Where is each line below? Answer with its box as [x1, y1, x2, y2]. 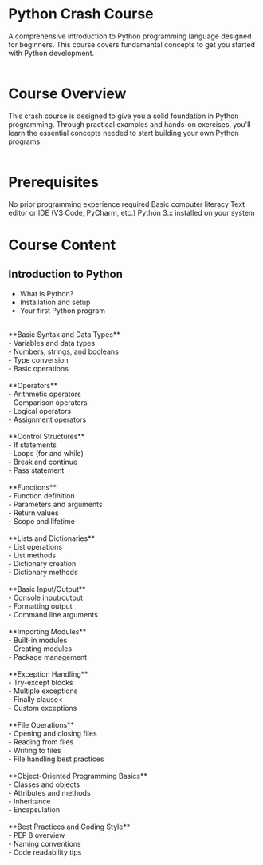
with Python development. [8, 48, 95, 58]
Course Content [8, 236, 116, 254]
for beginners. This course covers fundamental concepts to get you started [8, 39, 256, 49]
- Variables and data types [8, 338, 96, 347]
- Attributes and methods [8, 788, 91, 797]
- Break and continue [8, 457, 78, 466]
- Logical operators [8, 406, 72, 415]
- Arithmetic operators [8, 389, 81, 399]
